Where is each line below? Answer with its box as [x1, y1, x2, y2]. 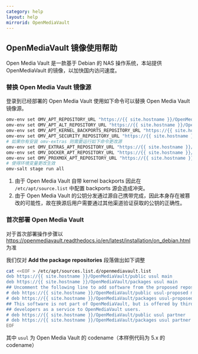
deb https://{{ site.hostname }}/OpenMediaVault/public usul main [6, 273, 173, 280]
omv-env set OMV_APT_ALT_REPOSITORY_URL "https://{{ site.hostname [6, 122, 176, 128]
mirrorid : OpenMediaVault [6, 19, 70, 25]
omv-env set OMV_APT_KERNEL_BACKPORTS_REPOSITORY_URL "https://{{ [6, 128, 173, 134]
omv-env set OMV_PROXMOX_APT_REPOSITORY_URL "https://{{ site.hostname [6, 155, 186, 161]
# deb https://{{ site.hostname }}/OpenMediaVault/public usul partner [6, 312, 186, 318]
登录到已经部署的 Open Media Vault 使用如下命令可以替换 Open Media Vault [6, 98, 190, 105]
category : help [6, 8, 44, 15]
